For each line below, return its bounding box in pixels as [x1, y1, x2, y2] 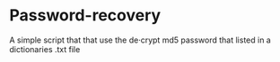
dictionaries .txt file [9, 43, 81, 54]
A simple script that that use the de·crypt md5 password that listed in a [9, 35, 271, 45]
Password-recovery [9, 5, 162, 26]
